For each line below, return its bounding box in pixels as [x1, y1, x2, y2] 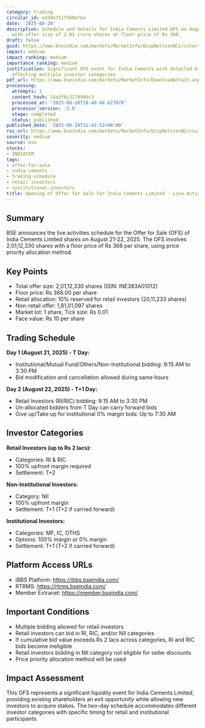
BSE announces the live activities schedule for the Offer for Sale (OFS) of [6, 229, 190, 237]
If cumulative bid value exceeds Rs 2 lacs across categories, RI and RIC [15, 636, 195, 643]
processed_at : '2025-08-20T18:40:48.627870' [12, 99, 127, 106]
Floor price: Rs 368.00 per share [15, 289, 97, 297]
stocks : [6, 145, 26, 151]
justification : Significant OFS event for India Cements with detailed [6, 65, 192, 72]
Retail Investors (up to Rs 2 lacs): [6, 444, 92, 452]
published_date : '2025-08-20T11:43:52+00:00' [6, 123, 124, 129]
